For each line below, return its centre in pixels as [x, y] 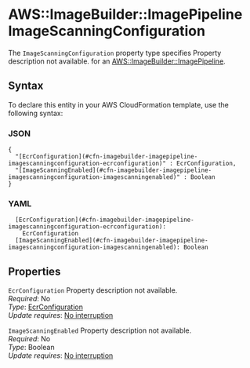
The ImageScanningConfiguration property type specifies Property [115, 53]
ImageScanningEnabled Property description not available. [100, 330]
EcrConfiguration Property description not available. [93, 290]
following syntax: [36, 113]
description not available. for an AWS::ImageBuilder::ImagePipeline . [117, 61]
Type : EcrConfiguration [46, 307]
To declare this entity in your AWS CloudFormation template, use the [118, 104]
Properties [34, 271]
